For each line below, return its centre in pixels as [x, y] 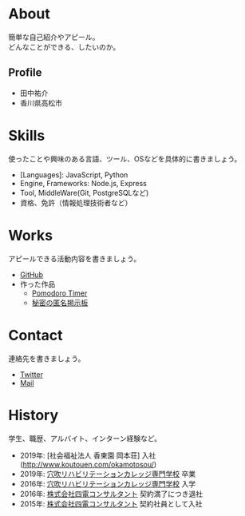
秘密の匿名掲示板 [60, 302]
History [34, 415]
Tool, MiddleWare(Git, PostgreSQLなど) [84, 193]
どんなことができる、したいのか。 [64, 47]
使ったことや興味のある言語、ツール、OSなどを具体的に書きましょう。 [125, 159]
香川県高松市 [41, 103]
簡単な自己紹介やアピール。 [54, 37]
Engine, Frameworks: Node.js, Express [83, 183]
